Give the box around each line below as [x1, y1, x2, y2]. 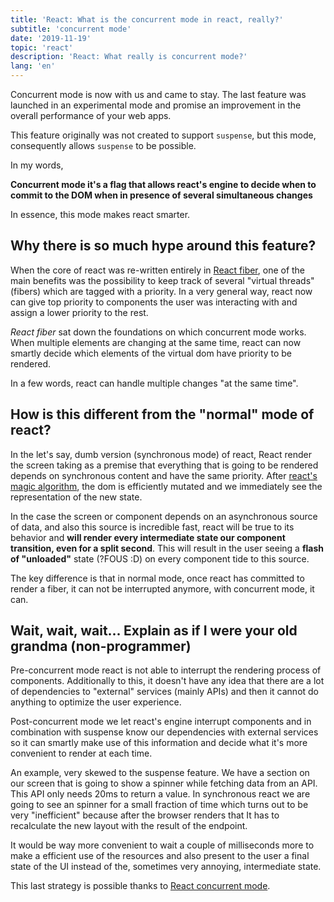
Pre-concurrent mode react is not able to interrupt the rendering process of [10, 664, 322, 676]
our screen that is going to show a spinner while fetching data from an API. [10, 777, 318, 790]
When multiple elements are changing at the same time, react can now [10, 336, 302, 348]
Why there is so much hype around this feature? [10, 237, 317, 255]
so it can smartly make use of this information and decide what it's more [10, 737, 308, 749]
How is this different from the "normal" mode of [10, 406, 315, 423]
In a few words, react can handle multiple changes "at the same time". [10, 377, 299, 389]
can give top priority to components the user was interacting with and [10, 296, 298, 308]
